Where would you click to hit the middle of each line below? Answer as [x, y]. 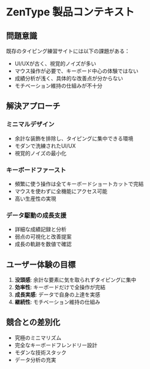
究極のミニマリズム [38, 338]
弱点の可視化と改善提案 [43, 237]
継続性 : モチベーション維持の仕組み [57, 302]
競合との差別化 [33, 322]
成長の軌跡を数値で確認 [43, 244]
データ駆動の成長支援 [36, 215]
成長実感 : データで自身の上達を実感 [57, 295]
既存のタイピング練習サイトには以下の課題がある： [68, 51]
